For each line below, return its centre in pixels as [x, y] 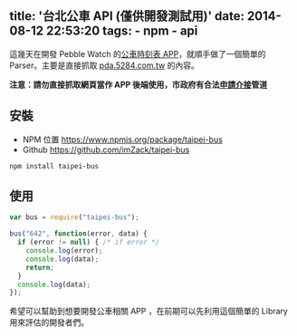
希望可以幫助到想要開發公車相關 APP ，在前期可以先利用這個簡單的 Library [148, 312]
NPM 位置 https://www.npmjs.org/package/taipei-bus [123, 139]
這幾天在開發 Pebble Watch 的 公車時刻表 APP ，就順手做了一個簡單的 [138, 53]
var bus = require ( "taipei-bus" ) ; [75, 217]
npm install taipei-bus [54, 166]
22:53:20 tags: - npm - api [122, 31]
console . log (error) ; [64, 251]
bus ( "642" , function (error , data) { [78, 234]
